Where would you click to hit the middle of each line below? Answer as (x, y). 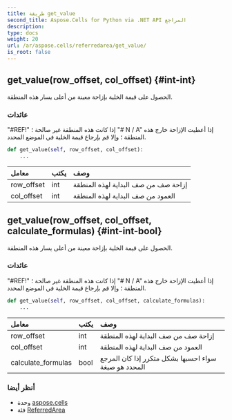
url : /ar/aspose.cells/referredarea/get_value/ (77, 46)
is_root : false (29, 52)
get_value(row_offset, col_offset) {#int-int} (101, 80)
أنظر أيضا (21, 388)
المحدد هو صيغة (123, 367)
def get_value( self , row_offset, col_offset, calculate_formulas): (106, 300)
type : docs (23, 33)
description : (26, 26)
